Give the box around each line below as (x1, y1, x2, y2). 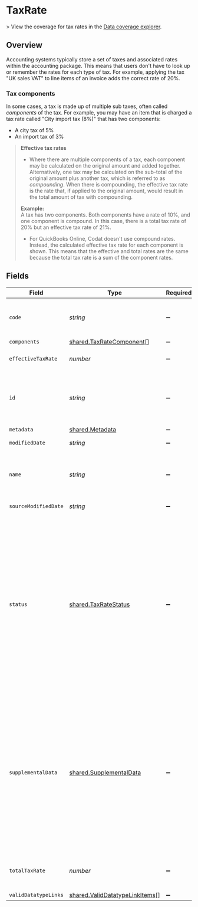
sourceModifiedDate (9, 503, 64, 509)
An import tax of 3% (14, 133, 64, 140)
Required (166, 289, 192, 297)
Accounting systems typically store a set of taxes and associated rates (6, 55, 178, 63)
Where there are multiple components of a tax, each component (29, 156, 186, 163)
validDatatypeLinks (9, 892, 64, 898)
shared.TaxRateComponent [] (69, 338, 150, 346)
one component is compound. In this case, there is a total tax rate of (20, 218, 187, 225)
